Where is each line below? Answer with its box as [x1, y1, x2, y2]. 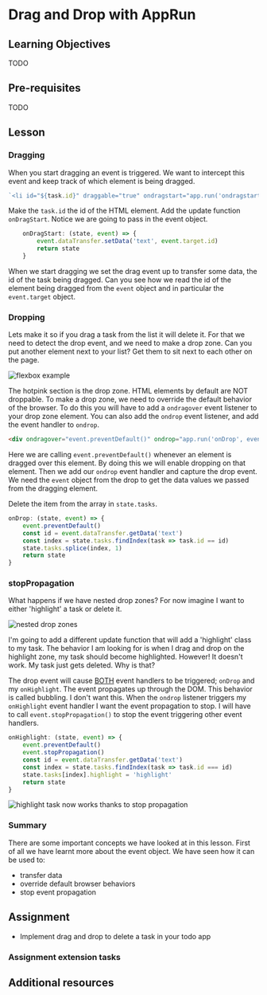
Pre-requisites [8, 81, 81, 95]
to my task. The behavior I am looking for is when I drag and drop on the [8, 644, 245, 653]
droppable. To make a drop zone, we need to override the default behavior [8, 394, 253, 404]
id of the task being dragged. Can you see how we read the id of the [8, 275, 232, 284]
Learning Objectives [8, 37, 111, 51]
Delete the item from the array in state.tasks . [8, 499, 157, 509]
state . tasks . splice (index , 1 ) [22, 544, 123, 552]
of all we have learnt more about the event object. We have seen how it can [8, 846, 255, 856]
